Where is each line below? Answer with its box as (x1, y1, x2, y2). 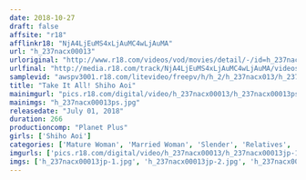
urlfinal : (9, 65, 47, 74)
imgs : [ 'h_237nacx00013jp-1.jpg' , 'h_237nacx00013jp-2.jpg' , (9, 156, 247, 166)
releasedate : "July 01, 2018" (9, 106, 125, 115)
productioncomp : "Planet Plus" (9, 124, 128, 133)
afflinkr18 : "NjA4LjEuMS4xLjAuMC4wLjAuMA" (9, 38, 173, 48)
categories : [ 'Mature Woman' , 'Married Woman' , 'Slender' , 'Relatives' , (9, 140, 291, 149)
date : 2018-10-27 (9, 13, 76, 23)
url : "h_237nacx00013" (9, 47, 96, 56)
